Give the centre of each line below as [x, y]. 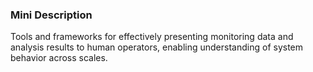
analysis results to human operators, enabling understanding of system [157, 47]
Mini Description [51, 15]
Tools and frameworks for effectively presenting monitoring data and [152, 37]
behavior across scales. [59, 58]
